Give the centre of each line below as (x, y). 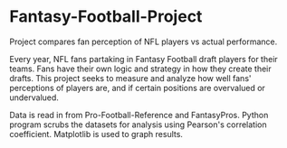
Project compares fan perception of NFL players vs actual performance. (143, 42)
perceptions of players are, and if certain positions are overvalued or (137, 88)
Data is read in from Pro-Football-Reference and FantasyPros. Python (139, 115)
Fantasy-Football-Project (106, 17)
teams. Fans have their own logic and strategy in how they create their (140, 69)
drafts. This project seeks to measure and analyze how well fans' (130, 78)
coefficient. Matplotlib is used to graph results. (96, 134)
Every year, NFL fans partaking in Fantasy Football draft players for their (143, 59)
